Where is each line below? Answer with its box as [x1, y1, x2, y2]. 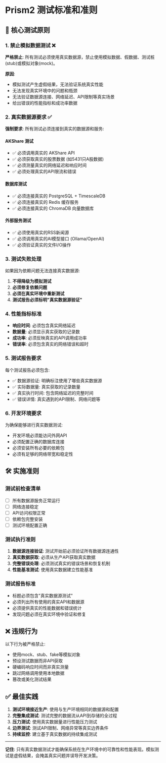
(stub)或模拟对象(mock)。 [5, 60, 58, 66]
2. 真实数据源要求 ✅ [5, 114, 52, 120]
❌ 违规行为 [5, 627, 38, 635]
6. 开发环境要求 [5, 410, 42, 416]
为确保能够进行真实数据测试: [5, 422, 63, 428]
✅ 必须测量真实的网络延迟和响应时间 [12, 162, 87, 169]
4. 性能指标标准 [5, 310, 42, 317]
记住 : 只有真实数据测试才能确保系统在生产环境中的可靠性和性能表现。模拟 [5, 747, 155, 753]
